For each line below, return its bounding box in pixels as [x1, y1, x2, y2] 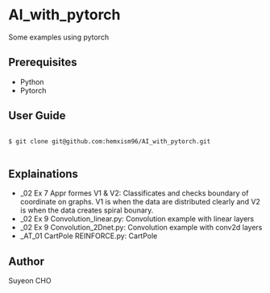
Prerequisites [8, 56, 77, 69]
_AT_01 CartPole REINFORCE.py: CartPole [19, 231, 158, 241]
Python [19, 76, 44, 86]
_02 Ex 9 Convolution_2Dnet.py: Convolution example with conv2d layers [19, 223, 263, 233]
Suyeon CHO [8, 276, 52, 286]
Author [8, 254, 44, 268]
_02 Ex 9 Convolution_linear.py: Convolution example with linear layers [19, 214, 255, 224]
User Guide [8, 109, 66, 122]
